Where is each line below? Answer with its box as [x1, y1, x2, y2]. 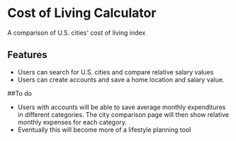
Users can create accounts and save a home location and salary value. [17, 75, 225, 84]
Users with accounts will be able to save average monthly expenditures [17, 103, 226, 111]
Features [7, 49, 47, 61]
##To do [7, 89, 32, 97]
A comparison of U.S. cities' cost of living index [7, 28, 146, 37]
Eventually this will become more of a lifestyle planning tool [17, 125, 191, 134]
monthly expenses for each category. [17, 118, 128, 126]
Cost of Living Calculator [7, 5, 157, 21]
